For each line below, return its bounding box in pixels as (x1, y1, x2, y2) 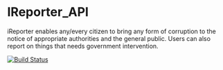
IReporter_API (7, 4, 89, 20)
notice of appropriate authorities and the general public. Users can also (7, 34, 211, 42)
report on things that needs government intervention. (7, 42, 159, 50)
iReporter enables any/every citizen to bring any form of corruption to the (7, 27, 217, 35)
